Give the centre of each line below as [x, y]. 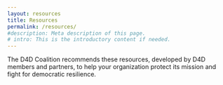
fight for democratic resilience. [52, 75]
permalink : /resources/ [42, 26]
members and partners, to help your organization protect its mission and [112, 67]
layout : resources [34, 14]
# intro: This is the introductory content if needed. [89, 40]
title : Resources [33, 20]
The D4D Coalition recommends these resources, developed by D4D [106, 59]
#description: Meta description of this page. [76, 33]
